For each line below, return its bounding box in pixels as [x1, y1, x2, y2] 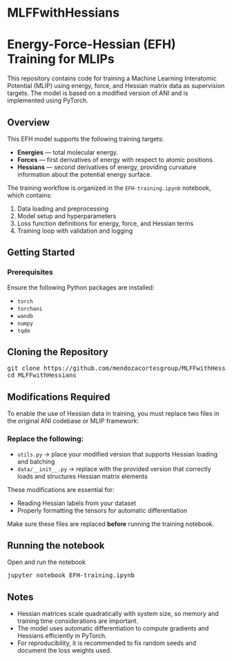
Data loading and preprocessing [17, 204, 109, 213]
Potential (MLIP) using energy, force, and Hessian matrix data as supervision [7, 82, 225, 90]
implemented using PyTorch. [7, 96, 88, 105]
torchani [17, 305, 43, 312]
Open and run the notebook [7, 558, 86, 566]
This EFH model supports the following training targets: [7, 134, 164, 143]
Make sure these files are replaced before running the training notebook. [7, 520, 215, 528]
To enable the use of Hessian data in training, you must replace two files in [7, 409, 220, 418]
